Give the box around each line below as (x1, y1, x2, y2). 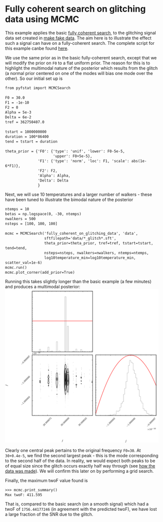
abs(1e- (131, 158, 147, 164)
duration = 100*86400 (5, 134, 49, 139)
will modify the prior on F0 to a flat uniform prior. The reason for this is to (5, 60, 150, 66)
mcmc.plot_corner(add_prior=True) (5, 270, 75, 275)
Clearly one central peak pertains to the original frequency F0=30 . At (5, 447, 141, 453)
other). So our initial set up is (5, 75, 63, 81)
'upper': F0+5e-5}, (53, 153, 92, 159)
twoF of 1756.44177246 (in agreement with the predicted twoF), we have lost (5, 506, 157, 512)
